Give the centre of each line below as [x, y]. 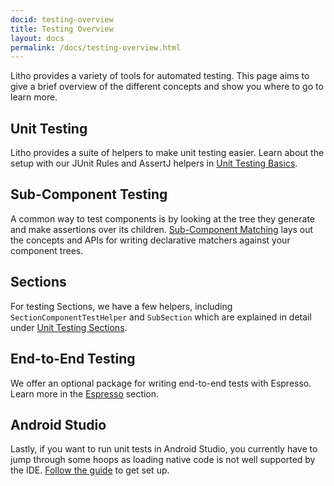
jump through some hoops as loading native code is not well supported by [163, 460]
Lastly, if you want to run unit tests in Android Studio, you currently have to [164, 449]
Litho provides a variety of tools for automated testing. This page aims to [160, 76]
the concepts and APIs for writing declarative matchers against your [150, 240]
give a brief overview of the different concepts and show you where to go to [167, 87]
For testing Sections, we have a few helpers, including [121, 306]
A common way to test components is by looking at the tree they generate [162, 218]
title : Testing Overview [62, 29]
